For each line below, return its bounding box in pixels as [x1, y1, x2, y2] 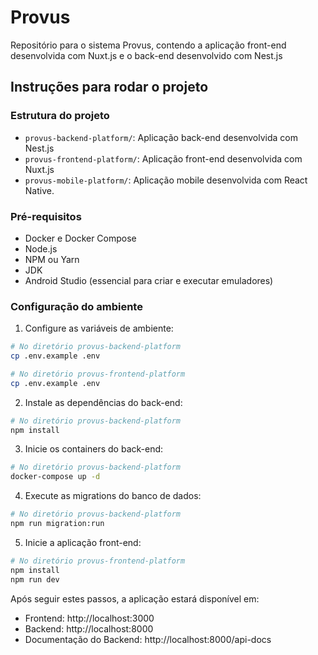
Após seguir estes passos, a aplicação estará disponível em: [10, 592, 260, 605]
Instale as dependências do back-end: [24, 396, 183, 408]
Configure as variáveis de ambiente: [24, 322, 174, 335]
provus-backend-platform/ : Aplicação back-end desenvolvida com [24, 131, 299, 143]
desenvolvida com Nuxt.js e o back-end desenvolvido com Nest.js [10, 49, 283, 61]
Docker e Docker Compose [24, 232, 137, 244]
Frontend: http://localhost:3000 [24, 612, 155, 624]
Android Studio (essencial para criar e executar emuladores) [24, 274, 274, 286]
